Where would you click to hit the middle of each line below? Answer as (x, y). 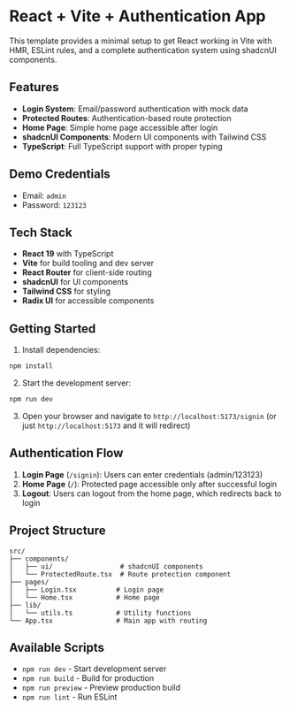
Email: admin (44, 195)
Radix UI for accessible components (88, 301)
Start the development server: (76, 383)
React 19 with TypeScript (68, 254)
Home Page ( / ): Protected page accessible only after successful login (149, 484)
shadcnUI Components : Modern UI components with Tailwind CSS (144, 137)
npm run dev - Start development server (94, 669)
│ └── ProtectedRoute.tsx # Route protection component (120, 574)
